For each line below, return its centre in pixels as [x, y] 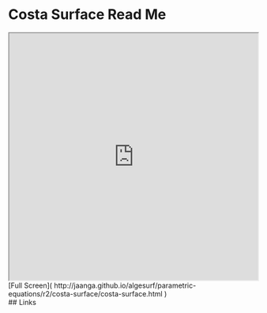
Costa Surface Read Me [87, 15]
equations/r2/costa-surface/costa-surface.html [86, 293]
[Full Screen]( [30, 285]
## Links [23, 302]
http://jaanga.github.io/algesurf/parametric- [125, 285]
